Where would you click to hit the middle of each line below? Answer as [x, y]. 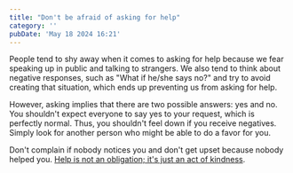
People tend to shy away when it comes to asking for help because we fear [146, 59]
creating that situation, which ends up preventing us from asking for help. [143, 87]
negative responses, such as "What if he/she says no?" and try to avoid [140, 78]
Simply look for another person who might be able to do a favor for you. [140, 133]
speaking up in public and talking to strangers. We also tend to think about [145, 68]
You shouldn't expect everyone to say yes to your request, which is [132, 114]
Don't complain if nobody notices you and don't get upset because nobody [146, 150]
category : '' [33, 26]
